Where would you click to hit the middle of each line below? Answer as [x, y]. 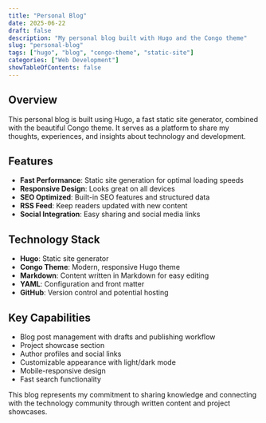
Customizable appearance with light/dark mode [98, 362]
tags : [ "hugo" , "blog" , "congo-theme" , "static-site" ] [101, 53]
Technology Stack [54, 239]
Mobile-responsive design [63, 371]
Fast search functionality [61, 379]
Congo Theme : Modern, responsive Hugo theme [100, 267]
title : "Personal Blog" [48, 16]
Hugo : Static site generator [64, 259]
